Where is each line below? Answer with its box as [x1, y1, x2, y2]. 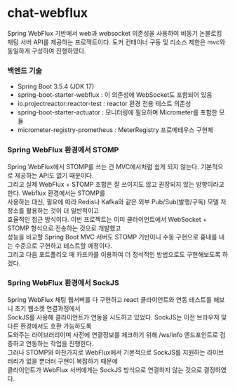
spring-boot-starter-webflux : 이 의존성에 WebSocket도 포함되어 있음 [17, 91, 213, 99]
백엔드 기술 [7, 65, 43, 75]
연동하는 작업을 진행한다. [25, 339, 94, 348]
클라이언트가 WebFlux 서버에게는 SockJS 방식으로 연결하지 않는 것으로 [7, 365, 203, 374]
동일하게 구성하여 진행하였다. [7, 46, 86, 55]
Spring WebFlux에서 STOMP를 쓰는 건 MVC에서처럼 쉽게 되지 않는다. [7, 162, 199, 171]
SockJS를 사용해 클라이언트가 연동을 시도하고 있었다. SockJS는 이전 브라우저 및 [7, 312, 227, 321]
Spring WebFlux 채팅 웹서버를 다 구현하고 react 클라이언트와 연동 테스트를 [7, 295, 213, 303]
